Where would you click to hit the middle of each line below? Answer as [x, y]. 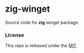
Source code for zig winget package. [42, 22]
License [15, 35]
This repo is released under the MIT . [41, 46]
